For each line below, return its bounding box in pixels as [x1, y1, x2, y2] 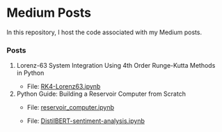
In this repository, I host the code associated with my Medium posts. [6, 28, 203, 36]
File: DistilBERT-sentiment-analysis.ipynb [26, 117, 145, 125]
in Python [16, 68, 45, 78]
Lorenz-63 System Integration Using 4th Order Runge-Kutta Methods [16, 61, 216, 70]
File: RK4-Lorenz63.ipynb [26, 82, 101, 91]
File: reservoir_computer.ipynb [26, 103, 114, 112]
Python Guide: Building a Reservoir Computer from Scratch [16, 89, 186, 98]
